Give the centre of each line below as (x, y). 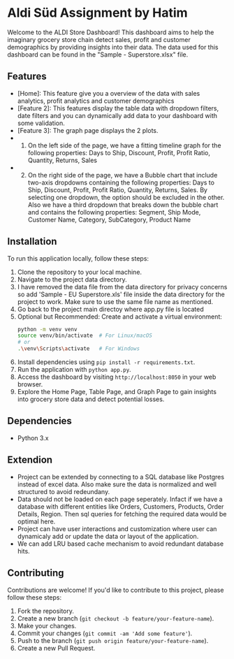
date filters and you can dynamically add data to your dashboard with (117, 115)
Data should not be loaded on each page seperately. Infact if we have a (120, 499)
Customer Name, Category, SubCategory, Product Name (109, 219)
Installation (32, 241)
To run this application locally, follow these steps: (78, 258)
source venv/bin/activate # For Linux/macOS (85, 336)
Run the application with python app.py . (74, 370)
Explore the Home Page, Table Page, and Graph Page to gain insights (117, 392)
